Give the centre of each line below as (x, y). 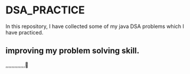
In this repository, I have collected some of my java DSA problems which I (95, 26)
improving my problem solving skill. (73, 51)
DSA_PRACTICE (45, 10)
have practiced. (24, 32)
